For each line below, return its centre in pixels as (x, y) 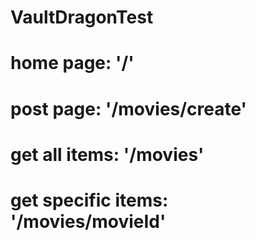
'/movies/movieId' (88, 221)
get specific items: (89, 200)
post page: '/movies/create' (129, 108)
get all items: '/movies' (107, 154)
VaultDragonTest (82, 17)
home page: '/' (72, 63)
